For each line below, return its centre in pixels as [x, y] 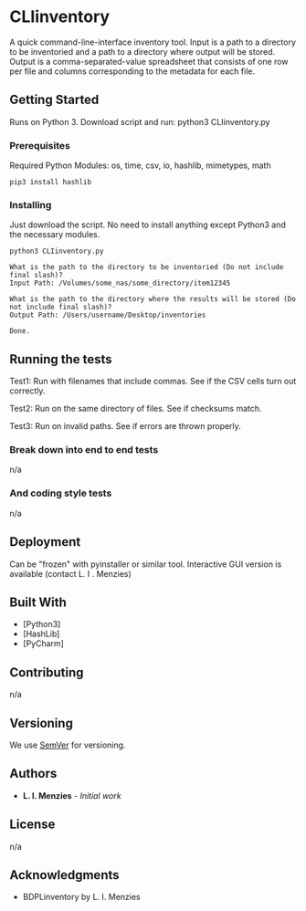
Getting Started [54, 100]
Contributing [47, 672]
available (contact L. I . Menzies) [71, 573]
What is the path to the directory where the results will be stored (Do [153, 299]
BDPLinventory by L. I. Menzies [82, 897]
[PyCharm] [43, 644]
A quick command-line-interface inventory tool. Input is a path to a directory [153, 42]
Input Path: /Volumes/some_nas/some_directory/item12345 [120, 283]
